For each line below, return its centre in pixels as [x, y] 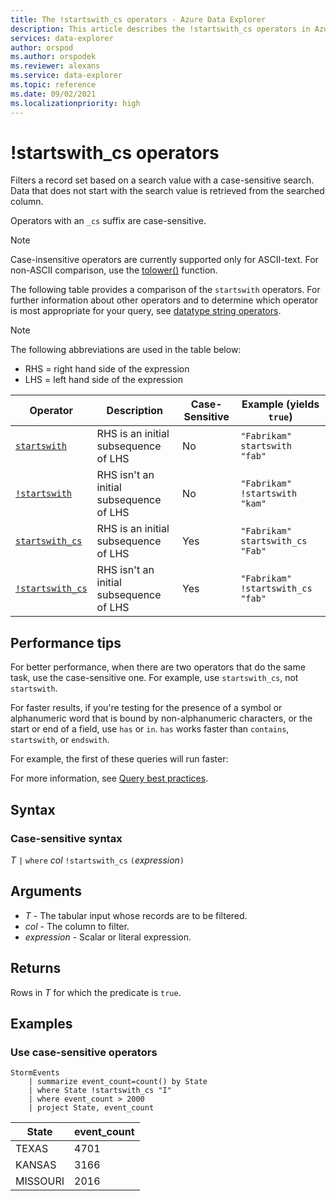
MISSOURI [40, 1181]
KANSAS [36, 1165]
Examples [41, 1023]
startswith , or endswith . [60, 740]
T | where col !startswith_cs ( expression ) [97, 860]
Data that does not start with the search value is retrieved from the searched [167, 191]
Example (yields [280, 404]
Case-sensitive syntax [66, 838]
